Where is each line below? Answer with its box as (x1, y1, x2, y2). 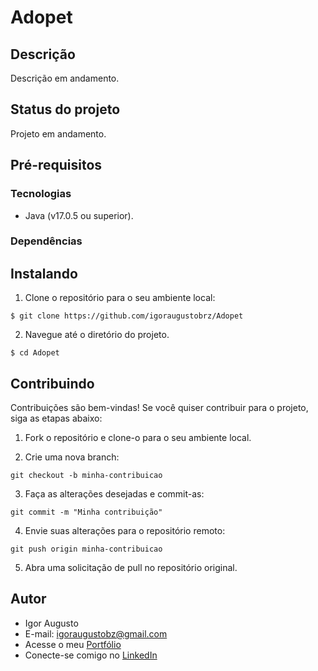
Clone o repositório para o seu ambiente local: (24, 292, 216, 304)
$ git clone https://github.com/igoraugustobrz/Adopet (10, 311, 244, 321)
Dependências (10, 234, 83, 248)
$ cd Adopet (10, 348, 60, 358)
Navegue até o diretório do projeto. (24, 329, 170, 341)
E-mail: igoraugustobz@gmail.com (24, 627, 168, 640)
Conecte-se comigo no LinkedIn (24, 649, 158, 661)
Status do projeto (10, 101, 121, 118)
